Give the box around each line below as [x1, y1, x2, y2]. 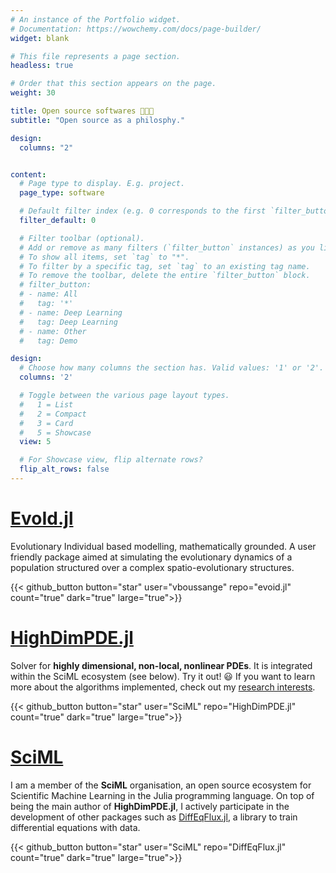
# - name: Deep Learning [19, 307, 123, 318]
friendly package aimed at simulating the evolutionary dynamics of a [10, 551, 293, 563]
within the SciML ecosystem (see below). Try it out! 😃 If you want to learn [10, 670, 316, 682]
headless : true [10, 61, 74, 71]
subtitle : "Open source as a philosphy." [10, 115, 186, 125]
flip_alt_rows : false [19, 464, 110, 475]
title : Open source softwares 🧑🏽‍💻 [10, 106, 155, 116]
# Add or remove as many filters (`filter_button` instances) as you [19, 242, 315, 253]
